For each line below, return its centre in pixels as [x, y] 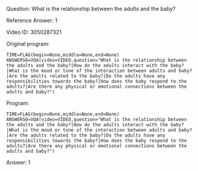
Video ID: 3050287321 [34, 32]
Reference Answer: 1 [32, 20]
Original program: [28, 44]
